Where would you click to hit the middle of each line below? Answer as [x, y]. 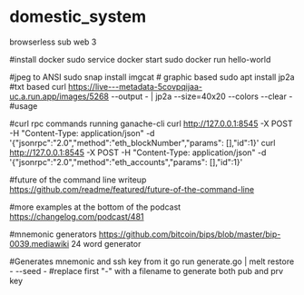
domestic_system [78, 17]
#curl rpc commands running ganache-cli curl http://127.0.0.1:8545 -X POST [151, 123]
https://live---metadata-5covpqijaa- [135, 86]
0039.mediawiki [39, 243]
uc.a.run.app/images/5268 [59, 96]
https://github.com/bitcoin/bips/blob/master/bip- [190, 234]
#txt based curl [38, 86]
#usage [24, 105]
